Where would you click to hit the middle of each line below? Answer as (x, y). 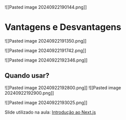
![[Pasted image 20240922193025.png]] (46, 102)
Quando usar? (27, 76)
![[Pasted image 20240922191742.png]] (46, 50)
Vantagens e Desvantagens (63, 27)
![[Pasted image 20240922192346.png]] (46, 60)
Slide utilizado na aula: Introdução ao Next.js (50, 112)
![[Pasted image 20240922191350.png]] (46, 41)
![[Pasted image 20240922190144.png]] (46, 7)
